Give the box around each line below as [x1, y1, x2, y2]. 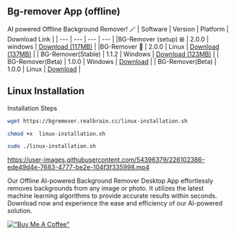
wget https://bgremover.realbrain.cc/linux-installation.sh [7, 118, 188, 125]
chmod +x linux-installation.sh [7, 130, 106, 137]
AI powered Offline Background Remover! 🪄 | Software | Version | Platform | [7, 25, 229, 33]
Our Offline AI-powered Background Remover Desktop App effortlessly [7, 177, 214, 185]
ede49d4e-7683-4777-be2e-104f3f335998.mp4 [7, 163, 150, 172]
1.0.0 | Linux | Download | [7, 65, 81, 73]
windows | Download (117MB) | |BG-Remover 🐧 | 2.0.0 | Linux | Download [7, 42, 220, 51]
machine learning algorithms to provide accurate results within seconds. [7, 191, 217, 200]
